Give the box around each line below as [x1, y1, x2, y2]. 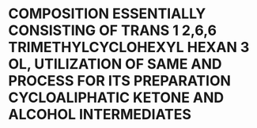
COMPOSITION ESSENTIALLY [8, 5, 206, 23]
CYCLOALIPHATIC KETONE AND [8, 88, 225, 107]
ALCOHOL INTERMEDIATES [8, 106, 192, 123]
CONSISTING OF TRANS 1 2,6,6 [8, 21, 217, 40]
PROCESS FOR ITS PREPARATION [8, 72, 232, 90]
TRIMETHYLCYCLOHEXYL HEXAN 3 [8, 39, 250, 56]
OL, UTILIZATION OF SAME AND [8, 55, 223, 73]
